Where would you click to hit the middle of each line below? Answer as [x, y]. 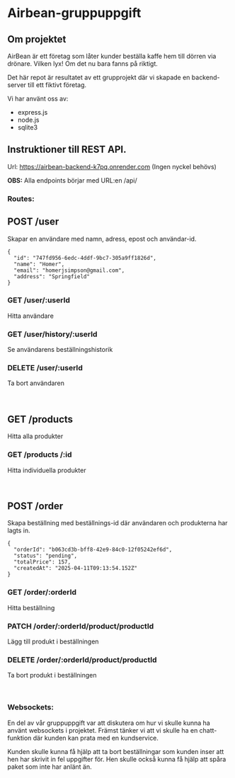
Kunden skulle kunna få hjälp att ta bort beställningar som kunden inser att [116, 751]
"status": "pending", [46, 556]
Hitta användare [31, 316]
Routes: [21, 198]
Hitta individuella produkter [47, 470]
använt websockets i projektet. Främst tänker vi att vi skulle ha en [103, 730]
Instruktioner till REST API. [67, 150]
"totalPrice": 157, [42, 562]
